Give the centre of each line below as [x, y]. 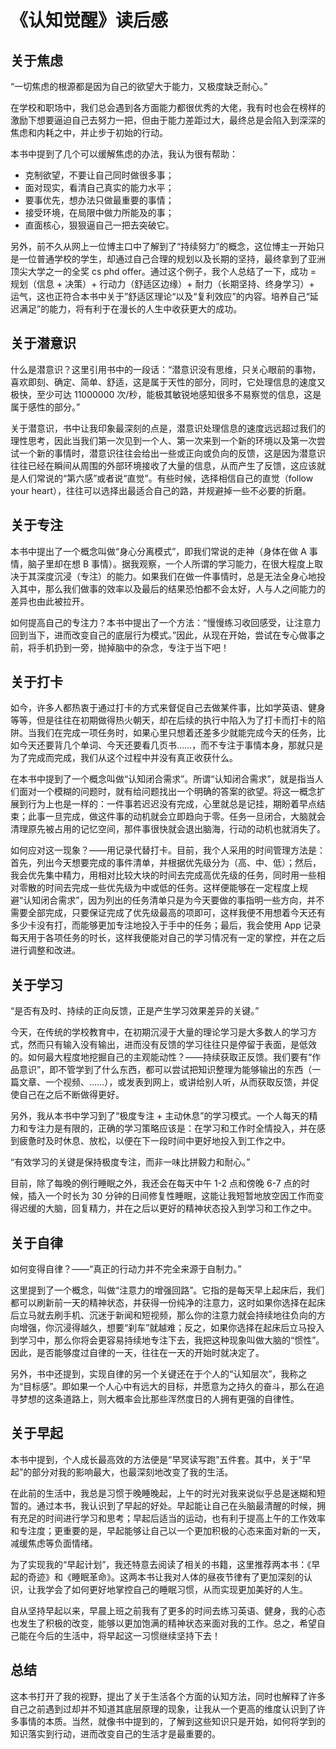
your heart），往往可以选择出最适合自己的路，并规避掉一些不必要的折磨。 [161, 490]
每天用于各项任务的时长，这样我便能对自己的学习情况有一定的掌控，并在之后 [168, 938]
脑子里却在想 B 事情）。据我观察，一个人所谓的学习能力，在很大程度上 [171, 563]
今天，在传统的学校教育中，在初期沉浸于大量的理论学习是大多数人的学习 [159, 1032]
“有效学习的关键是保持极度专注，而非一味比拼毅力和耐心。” [130, 1162]
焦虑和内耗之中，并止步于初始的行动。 [89, 132]
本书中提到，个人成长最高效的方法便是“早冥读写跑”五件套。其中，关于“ [156, 1459]
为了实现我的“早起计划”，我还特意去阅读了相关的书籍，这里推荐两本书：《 [161, 1564]
